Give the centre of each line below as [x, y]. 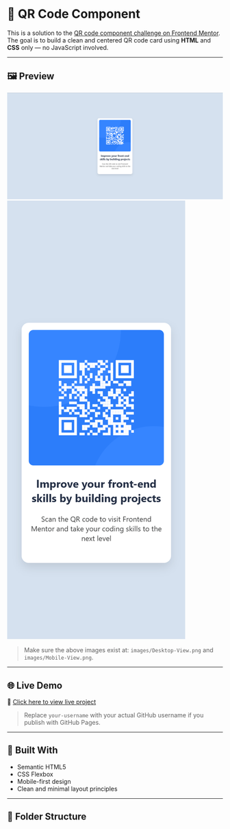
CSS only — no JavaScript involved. [58, 47]
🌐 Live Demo [35, 685]
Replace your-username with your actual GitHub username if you [114, 715]
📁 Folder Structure [47, 817]
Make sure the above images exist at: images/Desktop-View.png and [118, 650]
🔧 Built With [33, 751]
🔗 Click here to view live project [52, 702]
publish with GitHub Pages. [62, 723]
